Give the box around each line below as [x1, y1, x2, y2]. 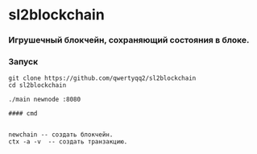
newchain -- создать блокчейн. [8, 131, 114, 139]
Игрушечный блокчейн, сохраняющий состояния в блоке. [8, 35, 250, 46]
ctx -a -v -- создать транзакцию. [8, 138, 128, 146]
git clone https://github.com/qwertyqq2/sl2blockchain [8, 74, 197, 82]
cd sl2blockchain [8, 81, 67, 89]
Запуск [8, 56, 39, 68]
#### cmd [8, 110, 38, 118]
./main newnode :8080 [8, 95, 81, 104]
